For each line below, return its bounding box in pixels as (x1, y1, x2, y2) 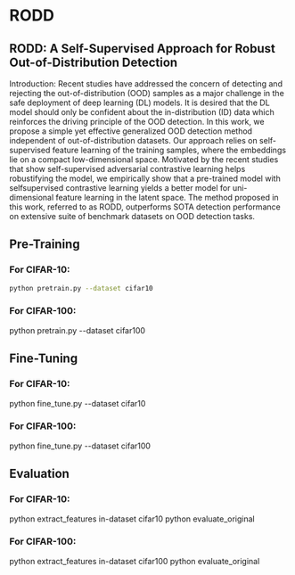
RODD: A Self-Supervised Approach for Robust (9, 41, 276, 56)
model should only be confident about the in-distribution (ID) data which (9, 107, 275, 117)
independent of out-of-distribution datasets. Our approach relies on (9, 136, 258, 145)
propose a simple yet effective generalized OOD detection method (9, 126, 252, 136)
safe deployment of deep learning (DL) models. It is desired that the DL (9, 97, 270, 108)
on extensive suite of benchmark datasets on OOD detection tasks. (9, 211, 256, 221)
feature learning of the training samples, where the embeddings (52, 144, 287, 155)
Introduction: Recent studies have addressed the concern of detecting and (9, 78, 283, 89)
